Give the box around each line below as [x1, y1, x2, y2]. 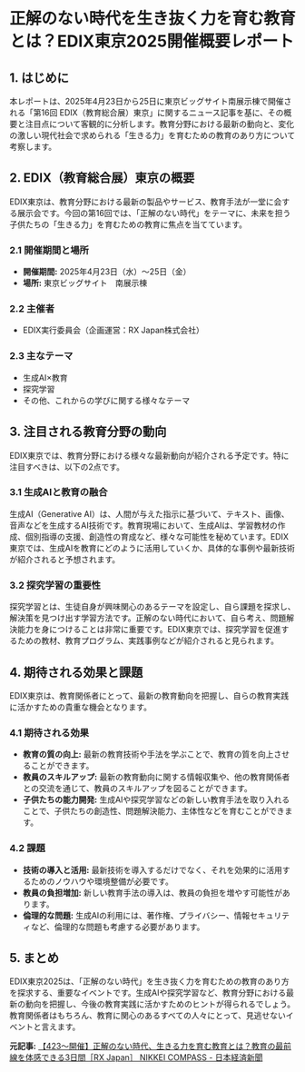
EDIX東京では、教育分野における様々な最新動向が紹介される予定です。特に [9, 450, 290, 461]
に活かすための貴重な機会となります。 [9, 701, 152, 712]
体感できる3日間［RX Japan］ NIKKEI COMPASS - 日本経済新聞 [25, 1052, 263, 1063]
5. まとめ [9, 950, 59, 966]
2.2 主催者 [9, 303, 55, 315]
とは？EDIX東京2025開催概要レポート [9, 31, 295, 52]
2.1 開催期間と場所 [9, 243, 89, 256]
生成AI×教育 [22, 372, 68, 382]
